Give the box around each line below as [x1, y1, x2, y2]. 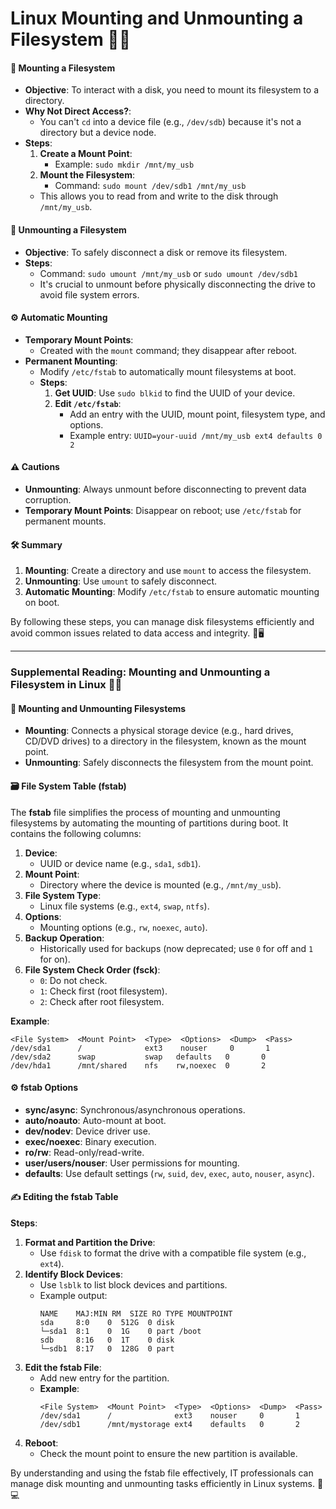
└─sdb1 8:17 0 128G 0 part [39, 1343, 175, 1354]
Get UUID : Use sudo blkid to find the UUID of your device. [54, 387, 296, 399]
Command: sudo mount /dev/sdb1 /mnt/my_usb [54, 180, 247, 192]
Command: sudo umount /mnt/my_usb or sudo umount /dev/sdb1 [39, 267, 298, 279]
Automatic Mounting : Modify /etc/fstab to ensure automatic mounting [24, 586, 320, 598]
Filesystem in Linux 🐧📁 [10, 678, 123, 692]
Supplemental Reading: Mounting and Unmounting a [10, 665, 271, 679]
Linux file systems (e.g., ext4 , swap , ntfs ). [39, 900, 210, 912]
